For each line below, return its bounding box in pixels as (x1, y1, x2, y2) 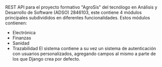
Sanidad (12, 40, 30, 46)
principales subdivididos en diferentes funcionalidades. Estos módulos (5, 15, 151, 20)
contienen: (5, 20, 27, 26)
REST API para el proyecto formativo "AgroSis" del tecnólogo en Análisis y (5, 4, 158, 10)
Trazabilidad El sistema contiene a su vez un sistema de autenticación (12, 46, 156, 51)
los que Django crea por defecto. (12, 56, 81, 62)
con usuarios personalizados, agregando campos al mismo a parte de (12, 51, 156, 57)
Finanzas (12, 35, 31, 41)
